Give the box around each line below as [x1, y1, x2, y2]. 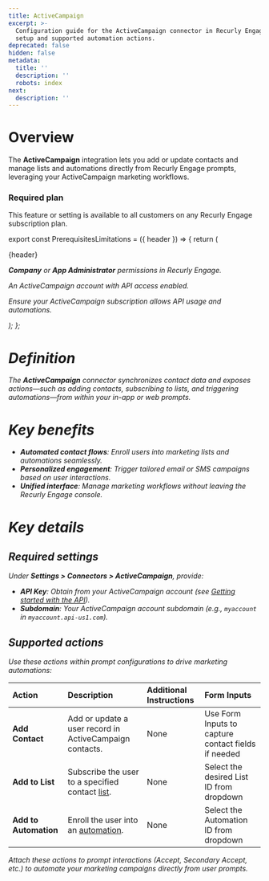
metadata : [8, 57, 42, 65]
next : [8, 86, 26, 95]
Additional [147, 684, 187, 695]
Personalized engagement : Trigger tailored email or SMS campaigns [19, 464, 250, 474]
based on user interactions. [19, 473, 111, 483]
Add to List [12, 777, 55, 788]
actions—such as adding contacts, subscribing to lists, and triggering [8, 384, 239, 394]
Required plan [8, 192, 64, 203]
